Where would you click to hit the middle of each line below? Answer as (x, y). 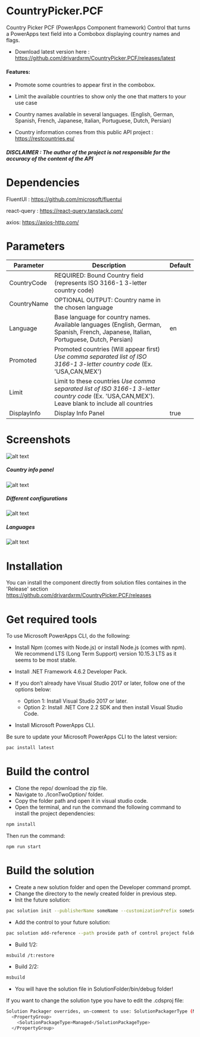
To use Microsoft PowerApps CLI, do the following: (68, 636)
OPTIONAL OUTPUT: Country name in (107, 300)
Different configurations (37, 498)
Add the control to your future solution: (62, 922)
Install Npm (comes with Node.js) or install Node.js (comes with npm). (100, 647)
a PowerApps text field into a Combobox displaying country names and (93, 33)
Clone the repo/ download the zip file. (61, 788)
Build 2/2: (26, 967)
